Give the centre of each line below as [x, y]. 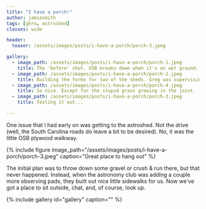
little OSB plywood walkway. [42, 137]
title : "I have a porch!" [39, 12]
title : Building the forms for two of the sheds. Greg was [94, 79]
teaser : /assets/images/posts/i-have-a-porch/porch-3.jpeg [89, 46]
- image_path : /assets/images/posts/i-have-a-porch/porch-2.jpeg [97, 74]
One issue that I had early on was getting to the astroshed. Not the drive [97, 125]
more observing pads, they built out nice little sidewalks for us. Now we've [100, 181]
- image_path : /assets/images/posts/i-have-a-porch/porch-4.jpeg [97, 85]
